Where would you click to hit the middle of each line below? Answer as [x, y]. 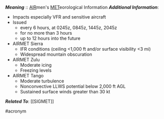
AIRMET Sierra [28, 44]
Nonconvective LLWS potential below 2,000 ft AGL [73, 86]
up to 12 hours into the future [50, 38]
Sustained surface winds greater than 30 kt [65, 92]
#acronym [16, 111]
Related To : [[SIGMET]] [30, 101]
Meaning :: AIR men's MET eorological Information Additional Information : [82, 7]
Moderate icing [36, 65]
